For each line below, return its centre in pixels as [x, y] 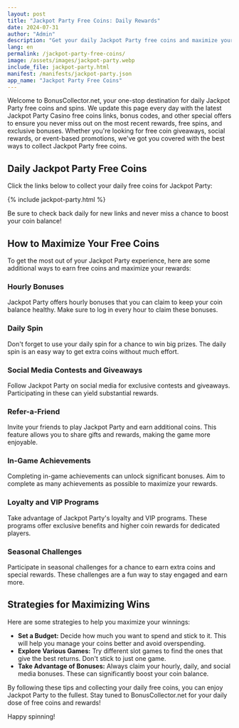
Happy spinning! [31, 716]
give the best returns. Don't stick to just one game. [92, 658]
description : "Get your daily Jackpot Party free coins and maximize [113, 41]
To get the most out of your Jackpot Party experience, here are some [109, 261]
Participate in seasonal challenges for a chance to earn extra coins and [111, 567]
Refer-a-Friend [34, 411]
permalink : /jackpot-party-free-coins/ [67, 54]
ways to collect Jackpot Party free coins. [67, 146]
